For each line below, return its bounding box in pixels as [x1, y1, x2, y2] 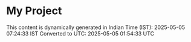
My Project [6, 4, 62, 18]
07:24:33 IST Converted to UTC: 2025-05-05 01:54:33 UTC [6, 30, 155, 37]
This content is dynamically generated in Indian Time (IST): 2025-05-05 [6, 24, 186, 31]
